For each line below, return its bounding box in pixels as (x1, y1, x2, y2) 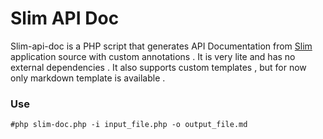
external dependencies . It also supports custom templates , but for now (10, 61, 307, 73)
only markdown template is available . (10, 72, 166, 84)
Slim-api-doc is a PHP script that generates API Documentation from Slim (10, 40, 313, 52)
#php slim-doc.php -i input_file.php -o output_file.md (10, 120, 248, 130)
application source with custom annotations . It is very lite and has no (10, 50, 296, 62)
